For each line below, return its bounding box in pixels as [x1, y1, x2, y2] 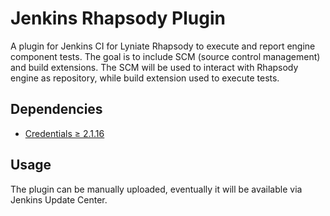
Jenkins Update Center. [10, 193, 108, 206]
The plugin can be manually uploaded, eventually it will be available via [10, 183, 303, 195]
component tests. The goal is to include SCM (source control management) [10, 50, 321, 62]
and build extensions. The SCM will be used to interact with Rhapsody [10, 61, 299, 73]
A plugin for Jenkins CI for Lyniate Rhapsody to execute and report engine [10, 40, 316, 52]
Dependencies [10, 101, 103, 118]
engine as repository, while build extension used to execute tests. [10, 72, 280, 84]
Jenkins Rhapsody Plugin [10, 7, 226, 30]
